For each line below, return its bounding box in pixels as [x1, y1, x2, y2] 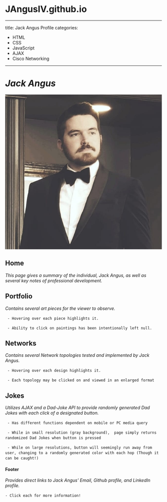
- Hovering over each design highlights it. [7, 368, 101, 373]
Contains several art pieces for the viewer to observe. [5, 305, 116, 311]
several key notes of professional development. [5, 277, 103, 283]
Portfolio [5, 292, 33, 300]
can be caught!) [5, 456, 39, 461]
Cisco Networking [12, 55, 50, 61]
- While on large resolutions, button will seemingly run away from [7, 445, 153, 450]
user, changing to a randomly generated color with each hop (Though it [5, 451, 159, 456]
